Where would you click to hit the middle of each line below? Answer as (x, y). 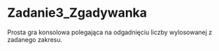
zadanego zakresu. (35, 39)
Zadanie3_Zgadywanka (77, 13)
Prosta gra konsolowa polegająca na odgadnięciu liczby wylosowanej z (110, 32)
